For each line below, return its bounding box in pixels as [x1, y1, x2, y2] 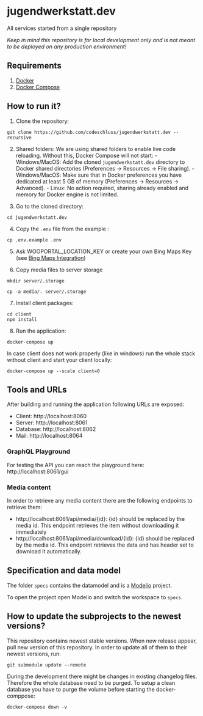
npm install [7, 316, 37, 322]
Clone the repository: [15, 117, 69, 125]
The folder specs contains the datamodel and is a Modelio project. [7, 581, 173, 589]
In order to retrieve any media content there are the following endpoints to [7, 496, 193, 504]
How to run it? [7, 101, 62, 111]
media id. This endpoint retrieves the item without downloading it [15, 522, 179, 529]
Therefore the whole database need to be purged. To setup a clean [7, 679, 176, 686]
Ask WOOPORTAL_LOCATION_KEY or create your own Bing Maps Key [15, 248, 192, 255]
